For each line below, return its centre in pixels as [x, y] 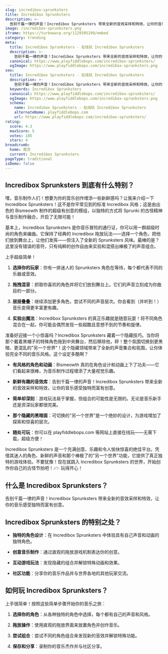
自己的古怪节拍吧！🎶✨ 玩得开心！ [48, 468]
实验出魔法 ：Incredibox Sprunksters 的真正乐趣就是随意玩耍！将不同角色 [87, 318]
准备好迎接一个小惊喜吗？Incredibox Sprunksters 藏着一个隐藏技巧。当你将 [82, 335]
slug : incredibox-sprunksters [37, 10]
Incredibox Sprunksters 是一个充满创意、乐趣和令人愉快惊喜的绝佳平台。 [80, 450]
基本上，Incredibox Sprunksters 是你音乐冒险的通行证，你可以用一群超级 [80, 228]
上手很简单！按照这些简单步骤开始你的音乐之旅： [55, 603]
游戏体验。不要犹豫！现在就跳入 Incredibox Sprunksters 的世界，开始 [85, 462]
